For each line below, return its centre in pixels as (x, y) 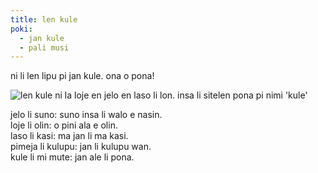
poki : (21, 29)
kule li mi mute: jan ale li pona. (72, 157)
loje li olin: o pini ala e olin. (64, 125)
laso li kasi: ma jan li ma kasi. (69, 136)
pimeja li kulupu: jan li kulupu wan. (81, 147)
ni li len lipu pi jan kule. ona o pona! (82, 76)
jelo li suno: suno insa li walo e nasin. (86, 115)
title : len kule (44, 19)
